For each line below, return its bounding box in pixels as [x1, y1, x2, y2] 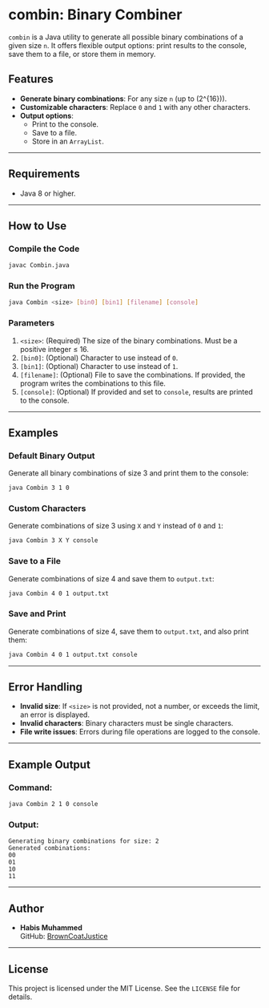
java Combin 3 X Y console [8, 536, 98, 544]
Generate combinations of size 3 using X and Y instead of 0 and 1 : [8, 521, 224, 531]
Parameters [8, 318, 54, 329]
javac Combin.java [8, 261, 70, 269]
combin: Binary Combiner [8, 6, 183, 24]
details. [8, 992, 33, 1002]
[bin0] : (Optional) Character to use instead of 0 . [19, 353, 179, 362]
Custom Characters [8, 503, 86, 514]
